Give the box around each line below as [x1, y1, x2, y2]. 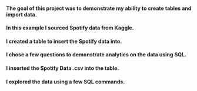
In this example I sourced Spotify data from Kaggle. [6, 24, 134, 32]
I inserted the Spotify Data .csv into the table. [6, 65, 119, 72]
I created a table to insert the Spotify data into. [6, 38, 122, 45]
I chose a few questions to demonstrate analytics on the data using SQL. [6, 51, 187, 58]
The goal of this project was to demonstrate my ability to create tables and [6, 5, 192, 12]
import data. [6, 11, 37, 18]
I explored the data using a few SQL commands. [6, 78, 125, 85]
